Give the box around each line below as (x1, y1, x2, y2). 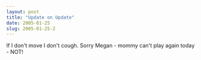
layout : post (6, 8, 39, 15)
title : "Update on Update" (6, 14, 75, 20)
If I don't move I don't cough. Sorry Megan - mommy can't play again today (6, 42, 195, 49)
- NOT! (6, 49, 24, 56)
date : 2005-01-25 (6, 20, 50, 26)
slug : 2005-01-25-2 (6, 25, 56, 32)
